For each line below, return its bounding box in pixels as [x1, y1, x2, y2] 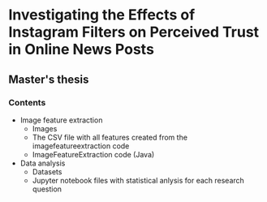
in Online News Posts [8, 41, 154, 58]
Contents [8, 97, 46, 108]
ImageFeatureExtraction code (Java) [32, 149, 155, 159]
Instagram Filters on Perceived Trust [8, 23, 260, 41]
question [32, 184, 62, 194]
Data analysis [19, 158, 66, 168]
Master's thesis [8, 72, 89, 86]
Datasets [32, 166, 62, 176]
